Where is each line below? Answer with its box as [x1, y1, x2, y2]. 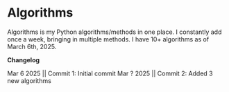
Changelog [7, 55, 40, 64]
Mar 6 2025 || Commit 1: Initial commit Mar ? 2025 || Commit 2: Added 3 [7, 69, 213, 77]
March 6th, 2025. [7, 42, 57, 50]
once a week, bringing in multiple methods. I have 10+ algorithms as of [7, 35, 210, 43]
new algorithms [7, 76, 52, 84]
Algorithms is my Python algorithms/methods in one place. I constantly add [7, 28, 222, 36]
